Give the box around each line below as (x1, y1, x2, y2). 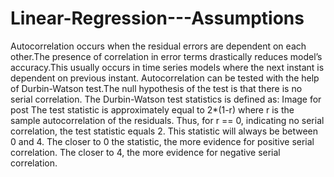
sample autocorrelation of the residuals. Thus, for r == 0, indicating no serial (10, 114, 325, 126)
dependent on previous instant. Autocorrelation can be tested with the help (10, 72, 320, 84)
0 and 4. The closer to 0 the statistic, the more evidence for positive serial (10, 135, 315, 147)
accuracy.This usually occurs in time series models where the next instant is (10, 61, 325, 73)
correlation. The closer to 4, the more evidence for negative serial (10, 146, 281, 158)
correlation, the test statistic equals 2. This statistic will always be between (10, 125, 318, 137)
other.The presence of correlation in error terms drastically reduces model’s (10, 50, 323, 62)
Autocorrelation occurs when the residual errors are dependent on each (10, 40, 307, 52)
